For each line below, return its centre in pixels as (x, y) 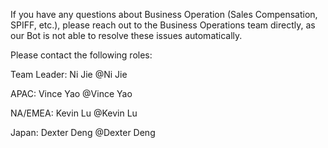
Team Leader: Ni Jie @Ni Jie (69, 74)
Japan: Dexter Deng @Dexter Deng (83, 132)
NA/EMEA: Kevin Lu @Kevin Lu (74, 113)
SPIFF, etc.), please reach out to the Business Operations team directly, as (163, 25)
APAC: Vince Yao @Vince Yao (71, 93)
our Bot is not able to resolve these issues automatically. (126, 35)
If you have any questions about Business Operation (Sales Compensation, (164, 14)
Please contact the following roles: (81, 55)
